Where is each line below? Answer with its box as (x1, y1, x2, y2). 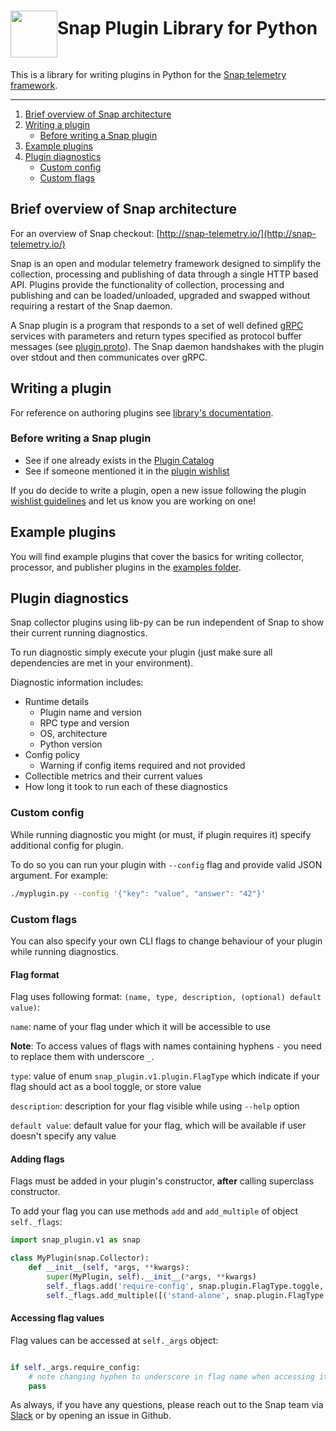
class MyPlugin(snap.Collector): (10, 1253, 150, 1264)
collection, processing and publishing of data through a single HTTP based (10, 268, 319, 280)
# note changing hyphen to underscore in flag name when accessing (28, 1371, 315, 1382)
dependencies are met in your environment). (10, 657, 194, 669)
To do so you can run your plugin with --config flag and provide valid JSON (10, 858, 323, 870)
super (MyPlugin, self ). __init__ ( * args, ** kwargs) (46, 1271, 257, 1282)
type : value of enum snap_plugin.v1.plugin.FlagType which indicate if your (10, 1070, 320, 1082)
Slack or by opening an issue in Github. (10, 1410, 172, 1422)
